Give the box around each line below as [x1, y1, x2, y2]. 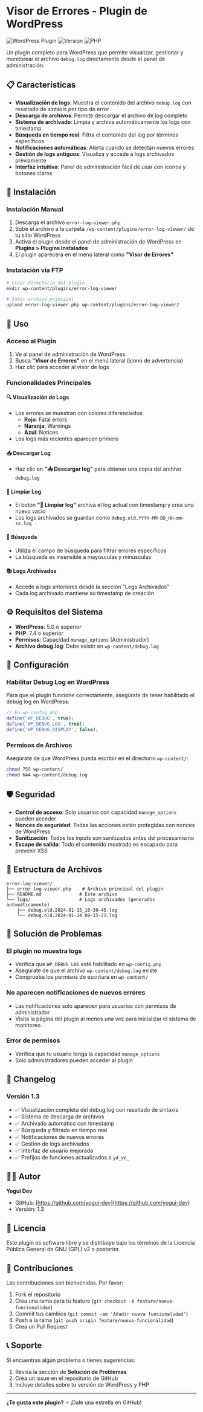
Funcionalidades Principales [6, 378, 92, 387]
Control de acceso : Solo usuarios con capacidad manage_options [14, 808, 177, 816]
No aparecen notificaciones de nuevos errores [6, 988, 146, 997]
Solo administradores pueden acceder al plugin [14, 1056, 133, 1064]
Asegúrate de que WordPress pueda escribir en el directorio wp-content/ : [6, 755, 189, 762]
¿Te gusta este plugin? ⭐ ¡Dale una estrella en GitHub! [6, 1399, 142, 1406]
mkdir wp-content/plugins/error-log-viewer [6, 285, 118, 291]
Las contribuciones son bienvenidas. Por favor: [6, 1279, 124, 1286]
